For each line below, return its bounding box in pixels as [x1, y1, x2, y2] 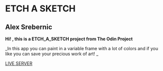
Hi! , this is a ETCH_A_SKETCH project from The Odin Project [5, 36, 133, 42]
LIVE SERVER [5, 61, 32, 66]
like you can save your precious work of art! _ [5, 51, 99, 57]
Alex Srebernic [5, 23, 52, 31]
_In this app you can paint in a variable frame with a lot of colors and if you [5, 46, 159, 51]
